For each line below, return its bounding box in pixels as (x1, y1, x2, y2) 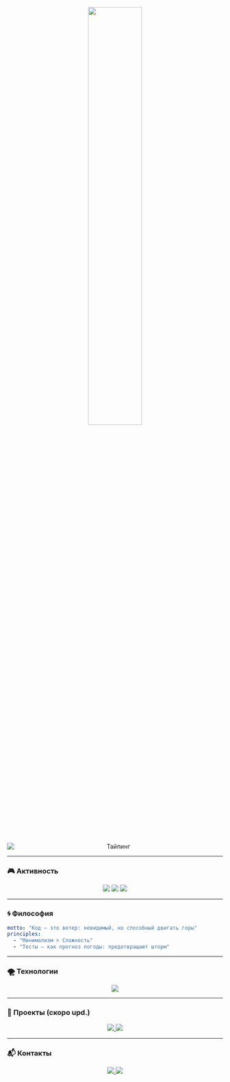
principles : (7, 930, 41, 938)
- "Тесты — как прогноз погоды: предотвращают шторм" (13, 943, 170, 950)
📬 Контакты (7, 1048, 52, 1058)
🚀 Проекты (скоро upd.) (7, 1008, 90, 1018)
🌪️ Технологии (7, 967, 58, 976)
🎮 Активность (7, 866, 59, 876)
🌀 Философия (7, 909, 53, 918)
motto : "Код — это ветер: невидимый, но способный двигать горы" (7, 924, 197, 931)
